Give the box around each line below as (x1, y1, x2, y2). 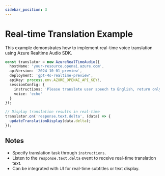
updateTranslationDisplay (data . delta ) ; (9, 118, 91, 123)
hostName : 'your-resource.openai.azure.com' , (9, 64, 105, 69)
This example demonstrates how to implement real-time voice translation (5, 45, 153, 51)
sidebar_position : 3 (5, 7, 48, 12)
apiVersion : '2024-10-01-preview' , (9, 68, 82, 74)
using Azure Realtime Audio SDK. (5, 50, 73, 56)
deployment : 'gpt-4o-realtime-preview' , (9, 73, 93, 78)
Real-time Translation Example (5, 28, 133, 39)
